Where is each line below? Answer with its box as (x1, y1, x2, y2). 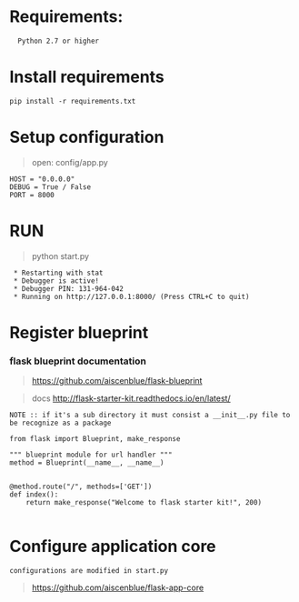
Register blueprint (9, 322, 149, 343)
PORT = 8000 (9, 190, 55, 199)
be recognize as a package (9, 418, 112, 428)
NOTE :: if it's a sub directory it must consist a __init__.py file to (9, 411, 291, 420)
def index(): (9, 490, 59, 499)
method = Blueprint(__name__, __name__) (9, 458, 165, 467)
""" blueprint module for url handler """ (9, 450, 173, 460)
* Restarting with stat (13, 268, 104, 277)
